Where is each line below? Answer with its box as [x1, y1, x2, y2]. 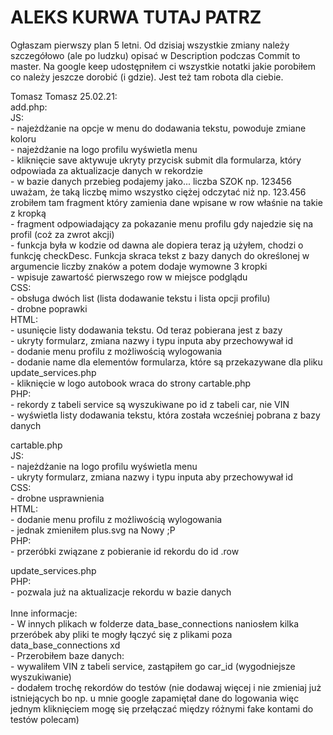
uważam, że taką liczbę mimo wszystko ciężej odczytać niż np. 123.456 [10, 186, 307, 198]
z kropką [10, 207, 47, 219]
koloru [10, 132, 37, 145]
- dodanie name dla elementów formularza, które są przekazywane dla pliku [10, 356, 323, 368]
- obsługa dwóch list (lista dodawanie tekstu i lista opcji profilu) [10, 292, 271, 304]
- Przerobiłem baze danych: [10, 649, 125, 661]
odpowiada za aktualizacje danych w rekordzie [10, 164, 203, 176]
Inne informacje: [10, 607, 78, 619]
